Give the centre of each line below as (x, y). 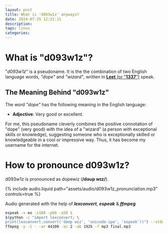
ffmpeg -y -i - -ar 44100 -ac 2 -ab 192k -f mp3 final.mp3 (68, 227)
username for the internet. (32, 145)
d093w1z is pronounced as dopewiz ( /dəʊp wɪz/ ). (57, 179)
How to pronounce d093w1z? (67, 165)
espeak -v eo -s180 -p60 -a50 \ (39, 213)
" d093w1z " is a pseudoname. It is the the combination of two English (76, 71)
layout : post (19, 10)
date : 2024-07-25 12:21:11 (33, 19)
